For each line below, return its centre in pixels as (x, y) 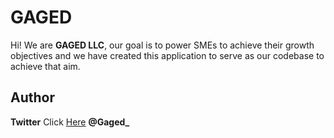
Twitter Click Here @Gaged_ (70, 122)
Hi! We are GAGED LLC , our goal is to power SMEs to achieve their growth (162, 45)
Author (32, 97)
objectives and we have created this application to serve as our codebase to (167, 55)
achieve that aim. (45, 66)
